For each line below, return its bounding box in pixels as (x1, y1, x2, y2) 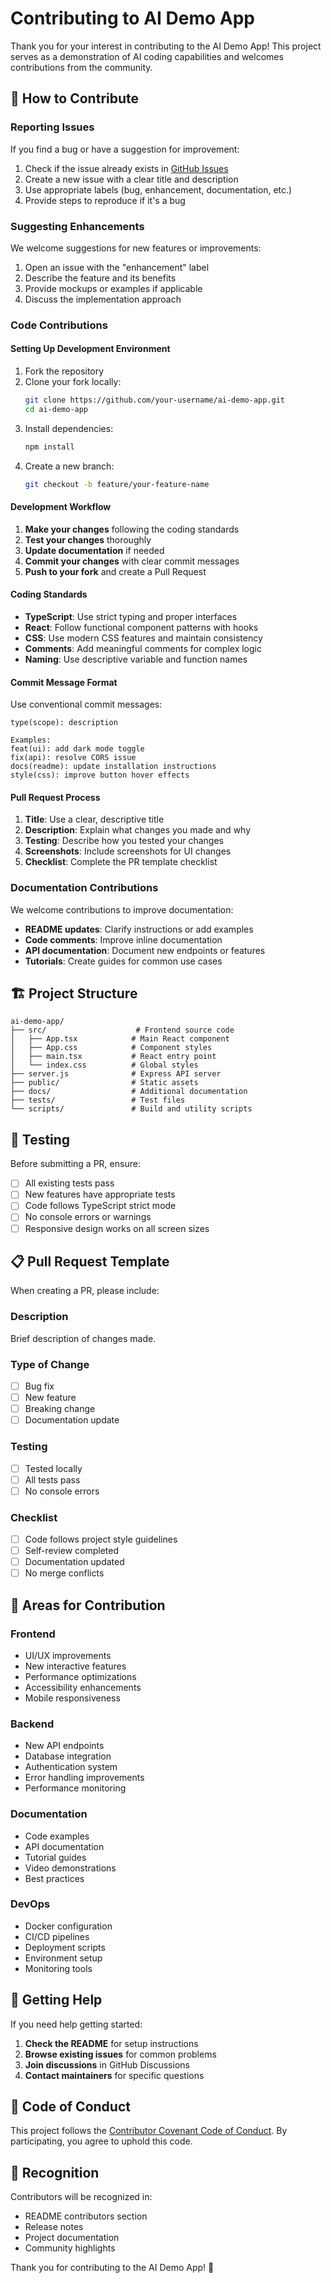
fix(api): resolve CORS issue (10, 753, 137, 763)
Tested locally (24, 1462, 83, 1474)
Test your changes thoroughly (24, 533, 152, 546)
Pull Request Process (10, 791, 101, 803)
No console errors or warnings (24, 1211, 152, 1223)
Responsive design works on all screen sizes (24, 1222, 210, 1234)
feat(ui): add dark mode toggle (10, 744, 145, 754)
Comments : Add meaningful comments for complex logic (24, 642, 262, 654)
